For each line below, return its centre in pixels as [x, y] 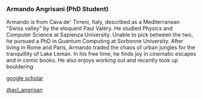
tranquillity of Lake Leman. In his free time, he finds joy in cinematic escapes [101, 54]
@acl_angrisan [25, 90]
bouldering [20, 67]
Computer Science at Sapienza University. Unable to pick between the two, [100, 35]
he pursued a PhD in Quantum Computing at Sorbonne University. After [95, 41]
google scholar [25, 78]
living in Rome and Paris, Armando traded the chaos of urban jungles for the [101, 47]
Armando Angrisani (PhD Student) [57, 9]
